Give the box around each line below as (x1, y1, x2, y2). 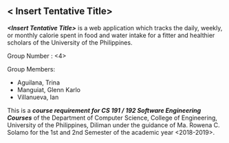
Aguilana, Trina (17, 78, 61, 87)
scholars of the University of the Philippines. (7, 38, 133, 47)
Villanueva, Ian (17, 93, 59, 101)
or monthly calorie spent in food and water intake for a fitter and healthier (7, 31, 215, 39)
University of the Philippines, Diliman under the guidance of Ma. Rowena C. (7, 120, 220, 129)
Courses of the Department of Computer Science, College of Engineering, (7, 113, 218, 122)
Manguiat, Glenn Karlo (17, 85, 81, 93)
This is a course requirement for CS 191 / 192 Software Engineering (7, 106, 201, 114)
